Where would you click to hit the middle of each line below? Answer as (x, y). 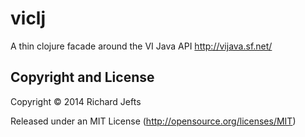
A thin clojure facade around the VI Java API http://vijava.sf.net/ (141, 46)
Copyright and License (82, 77)
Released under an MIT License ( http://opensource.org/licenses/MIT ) (153, 121)
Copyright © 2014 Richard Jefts (76, 101)
